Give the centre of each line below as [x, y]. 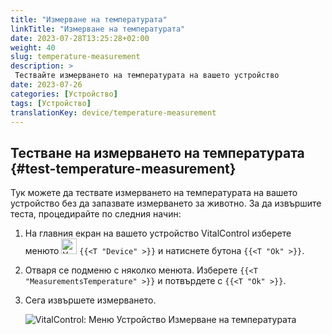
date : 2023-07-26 [46, 85]
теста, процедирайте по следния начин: [96, 214]
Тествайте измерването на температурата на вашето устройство [147, 76]
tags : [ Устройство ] [51, 103]
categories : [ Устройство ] [64, 94]
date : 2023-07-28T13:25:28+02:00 [80, 38]
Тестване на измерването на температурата [157, 152]
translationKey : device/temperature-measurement [113, 112]
